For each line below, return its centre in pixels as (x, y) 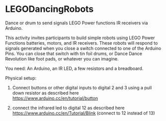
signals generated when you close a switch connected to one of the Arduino (83, 48)
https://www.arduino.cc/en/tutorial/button (55, 98)
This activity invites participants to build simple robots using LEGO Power (80, 38)
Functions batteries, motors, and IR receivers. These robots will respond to (82, 43)
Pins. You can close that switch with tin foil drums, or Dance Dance (74, 54)
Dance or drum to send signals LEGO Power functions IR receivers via (77, 23)
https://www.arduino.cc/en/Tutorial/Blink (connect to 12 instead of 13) (83, 113)
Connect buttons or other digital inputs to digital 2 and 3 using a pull (82, 87)
